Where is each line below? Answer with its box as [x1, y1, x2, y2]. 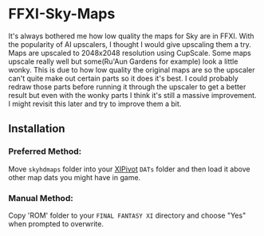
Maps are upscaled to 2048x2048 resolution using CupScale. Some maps [8, 48, 251, 57]
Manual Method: [8, 192, 73, 203]
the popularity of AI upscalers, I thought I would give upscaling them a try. [8, 39, 251, 49]
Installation [8, 122, 65, 136]
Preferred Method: [8, 146, 82, 157]
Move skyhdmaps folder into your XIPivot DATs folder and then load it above [8, 164, 250, 174]
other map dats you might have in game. [8, 172, 141, 182]
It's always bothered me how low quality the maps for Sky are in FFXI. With [8, 31, 254, 41]
